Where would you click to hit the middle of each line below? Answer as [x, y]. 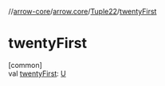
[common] [25, 65]
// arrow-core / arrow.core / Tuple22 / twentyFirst [82, 11]
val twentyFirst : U [37, 73]
